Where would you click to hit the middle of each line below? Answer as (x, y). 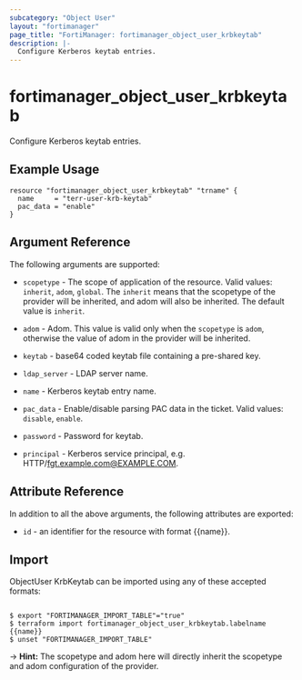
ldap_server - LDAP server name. (85, 373)
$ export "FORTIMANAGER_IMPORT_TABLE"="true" (97, 616)
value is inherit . (54, 311)
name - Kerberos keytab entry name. (90, 391)
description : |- (40, 43)
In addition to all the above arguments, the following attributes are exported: (151, 514)
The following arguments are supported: (85, 264)
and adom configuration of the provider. (84, 666)
